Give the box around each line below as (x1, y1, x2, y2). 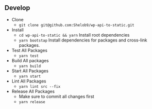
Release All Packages (11, 88, 55, 94)
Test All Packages (11, 47, 48, 53)
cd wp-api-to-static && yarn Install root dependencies (18, 32, 130, 38)
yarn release (18, 99, 46, 104)
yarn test (18, 53, 39, 58)
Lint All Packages (11, 78, 47, 84)
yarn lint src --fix (18, 84, 61, 89)
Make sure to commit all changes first (18, 94, 94, 99)
